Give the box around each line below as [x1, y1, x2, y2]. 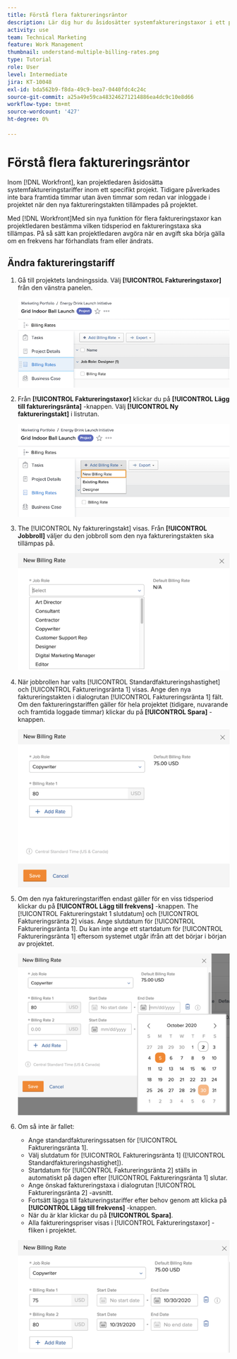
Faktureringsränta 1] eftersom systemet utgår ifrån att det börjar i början [17, 932, 227, 940]
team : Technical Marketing [7, 34, 87, 41]
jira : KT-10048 [7, 78, 52, 85]
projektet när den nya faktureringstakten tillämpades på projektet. [7, 200, 198, 208]
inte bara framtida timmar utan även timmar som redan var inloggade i [7, 193, 210, 201]
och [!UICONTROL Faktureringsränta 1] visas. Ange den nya [17, 685, 192, 694]
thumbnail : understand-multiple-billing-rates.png [7, 49, 159, 56]
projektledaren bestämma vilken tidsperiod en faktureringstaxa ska [7, 221, 202, 230]
